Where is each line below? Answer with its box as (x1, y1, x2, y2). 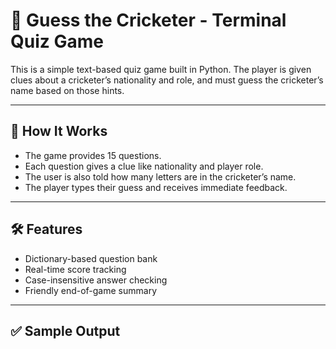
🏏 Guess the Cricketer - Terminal (10, 9, 287, 32)
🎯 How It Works (10, 123, 108, 140)
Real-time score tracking (24, 263, 127, 275)
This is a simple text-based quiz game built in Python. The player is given (10, 63, 312, 75)
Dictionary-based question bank (24, 252, 158, 264)
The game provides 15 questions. (24, 149, 162, 161)
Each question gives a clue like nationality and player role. (24, 160, 264, 172)
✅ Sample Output (10, 322, 121, 339)
